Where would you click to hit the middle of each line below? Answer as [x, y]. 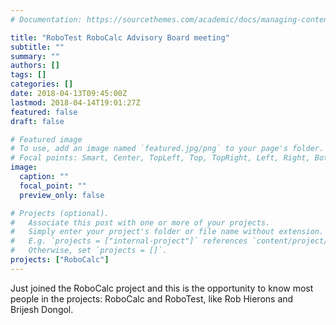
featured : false [44, 112]
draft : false [37, 121]
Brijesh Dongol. [42, 309]
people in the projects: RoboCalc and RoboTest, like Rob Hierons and [152, 298]
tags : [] [28, 75]
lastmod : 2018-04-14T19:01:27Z [75, 102]
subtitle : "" [37, 47]
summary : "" [35, 56]
